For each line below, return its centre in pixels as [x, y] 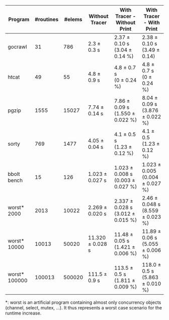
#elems [73, 19]
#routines [47, 19]
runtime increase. [23, 313]
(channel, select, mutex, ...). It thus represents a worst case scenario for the [84, 308]
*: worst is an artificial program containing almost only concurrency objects [83, 302]
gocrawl [17, 47]
